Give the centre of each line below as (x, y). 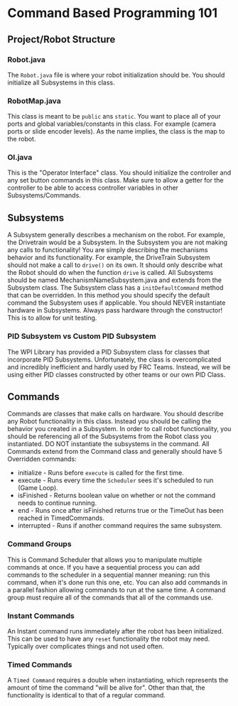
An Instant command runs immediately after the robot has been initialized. (115, 631)
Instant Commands (41, 616)
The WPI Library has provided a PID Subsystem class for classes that (108, 352)
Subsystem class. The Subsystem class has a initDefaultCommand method (115, 288)
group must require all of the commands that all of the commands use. (110, 597)
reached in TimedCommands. (61, 518)
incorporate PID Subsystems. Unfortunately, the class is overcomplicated (114, 359)
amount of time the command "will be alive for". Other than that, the (106, 688)
